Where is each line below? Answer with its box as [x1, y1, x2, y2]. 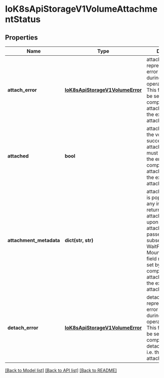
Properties [5, 33, 38, 42]
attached [7, 153, 29, 159]
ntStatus [5, 14, 41, 25]
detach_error [7, 324, 39, 331]
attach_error [7, 87, 37, 93]
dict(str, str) [64, 237, 94, 244]
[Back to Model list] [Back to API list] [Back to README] [5, 368, 117, 373]
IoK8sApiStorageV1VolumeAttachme [5, 3, 158, 15]
